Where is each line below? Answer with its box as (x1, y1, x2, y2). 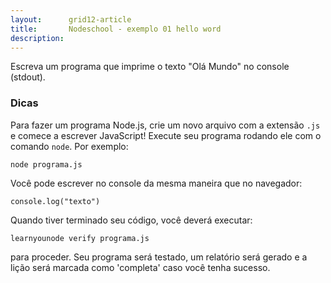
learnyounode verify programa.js (10, 233, 150, 243)
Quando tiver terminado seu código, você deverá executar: (10, 214, 253, 226)
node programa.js (10, 159, 83, 170)
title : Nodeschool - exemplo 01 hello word (10, 24, 222, 34)
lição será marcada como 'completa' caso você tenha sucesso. (10, 261, 271, 273)
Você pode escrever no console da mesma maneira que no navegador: (10, 177, 303, 189)
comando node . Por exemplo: (10, 140, 129, 152)
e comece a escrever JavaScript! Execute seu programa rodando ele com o (10, 129, 322, 141)
